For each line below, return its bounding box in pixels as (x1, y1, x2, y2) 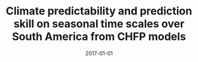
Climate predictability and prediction (5, 4, 193, 18)
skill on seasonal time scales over (13, 17, 185, 31)
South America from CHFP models (12, 30, 186, 43)
